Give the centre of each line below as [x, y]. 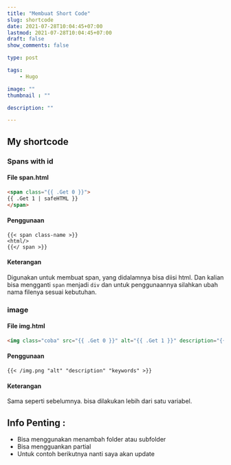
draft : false [26, 39]
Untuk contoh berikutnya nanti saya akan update [86, 454]
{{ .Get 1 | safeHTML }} [43, 199]
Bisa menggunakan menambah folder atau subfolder [91, 440]
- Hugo [29, 76]
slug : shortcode [30, 20]
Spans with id [30, 161]
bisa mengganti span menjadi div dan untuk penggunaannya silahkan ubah [113, 284]
